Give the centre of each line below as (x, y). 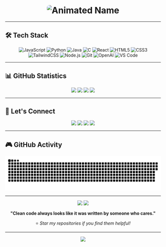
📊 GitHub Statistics (36, 76)
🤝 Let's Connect (30, 111)
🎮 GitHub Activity (34, 145)
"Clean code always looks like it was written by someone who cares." (83, 213)
